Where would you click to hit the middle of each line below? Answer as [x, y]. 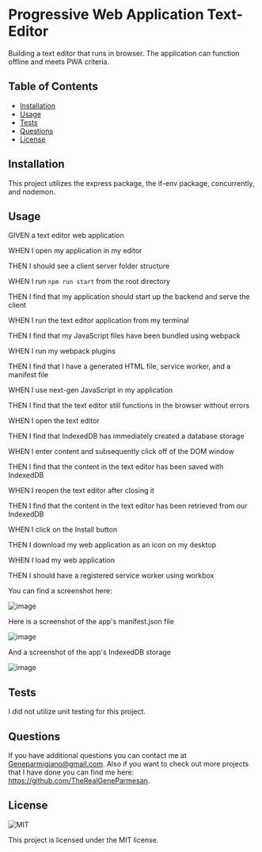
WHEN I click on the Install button [63, 530]
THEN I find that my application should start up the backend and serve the [129, 297]
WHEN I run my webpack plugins [62, 351]
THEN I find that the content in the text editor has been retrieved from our [128, 506]
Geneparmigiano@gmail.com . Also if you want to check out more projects [129, 764]
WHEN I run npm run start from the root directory [89, 282]
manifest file [28, 375]
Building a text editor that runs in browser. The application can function [124, 53]
